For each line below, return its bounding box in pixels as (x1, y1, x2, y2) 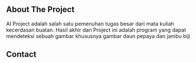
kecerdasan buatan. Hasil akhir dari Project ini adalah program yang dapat (6, 26, 187, 33)
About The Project (6, 5, 75, 15)
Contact (6, 50, 37, 60)
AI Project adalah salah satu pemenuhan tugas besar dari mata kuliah (6, 20, 174, 27)
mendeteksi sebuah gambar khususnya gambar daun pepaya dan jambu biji (6, 32, 191, 40)
